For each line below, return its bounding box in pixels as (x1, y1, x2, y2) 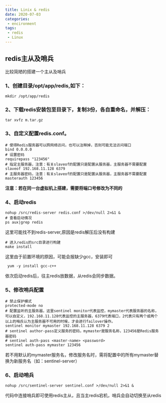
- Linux (7, 35, 23, 40)
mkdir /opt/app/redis (5, 94, 50, 99)
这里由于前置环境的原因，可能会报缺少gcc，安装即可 (5, 253, 113, 259)
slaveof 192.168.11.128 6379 (5, 166, 65, 171)
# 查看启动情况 (5, 215, 32, 221)
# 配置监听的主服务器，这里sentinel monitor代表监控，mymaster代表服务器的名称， (5, 308, 159, 314)
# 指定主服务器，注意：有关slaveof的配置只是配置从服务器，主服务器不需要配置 (5, 162, 147, 167)
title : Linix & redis (5, 7, 50, 12)
